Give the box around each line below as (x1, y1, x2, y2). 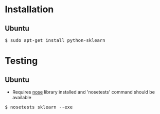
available (12, 95, 31, 100)
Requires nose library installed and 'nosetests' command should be (12, 89, 155, 95)
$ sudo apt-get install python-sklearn (5, 37, 105, 43)
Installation (5, 4, 54, 15)
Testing (5, 55, 38, 67)
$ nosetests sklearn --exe (5, 104, 73, 110)
